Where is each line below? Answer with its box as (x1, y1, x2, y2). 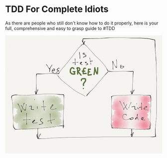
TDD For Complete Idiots (5, 3, 109, 15)
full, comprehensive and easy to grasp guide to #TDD (5, 25, 116, 31)
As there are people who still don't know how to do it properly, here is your (5, 20, 159, 26)
